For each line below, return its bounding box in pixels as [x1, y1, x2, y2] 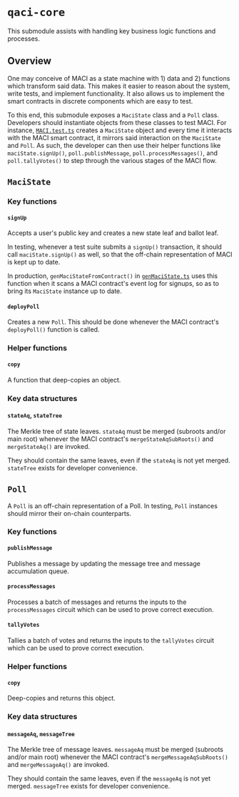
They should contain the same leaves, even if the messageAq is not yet [7, 774, 211, 783]
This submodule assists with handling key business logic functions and [7, 26, 216, 35]
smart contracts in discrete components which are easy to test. [7, 96, 193, 105]
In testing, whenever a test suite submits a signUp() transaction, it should [7, 242, 223, 252]
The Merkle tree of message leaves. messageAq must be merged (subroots [7, 746, 223, 754]
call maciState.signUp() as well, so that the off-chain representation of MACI [7, 250, 233, 259]
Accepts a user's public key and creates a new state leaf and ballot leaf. [7, 229, 219, 237]
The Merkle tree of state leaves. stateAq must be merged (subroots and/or [7, 427, 226, 435]
